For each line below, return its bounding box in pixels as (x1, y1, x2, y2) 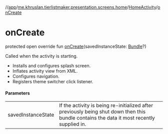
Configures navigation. (12, 73, 59, 79)
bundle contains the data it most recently (59, 115, 155, 122)
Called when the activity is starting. (5, 53, 78, 59)
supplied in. (59, 121, 86, 128)
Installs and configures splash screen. (12, 62, 91, 69)
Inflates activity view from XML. (12, 68, 78, 74)
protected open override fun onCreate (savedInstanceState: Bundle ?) (5, 43, 146, 49)
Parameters (5, 90, 30, 96)
